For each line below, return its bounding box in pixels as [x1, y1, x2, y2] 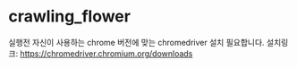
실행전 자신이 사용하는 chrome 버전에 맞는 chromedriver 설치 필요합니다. [8, 37, 265, 47]
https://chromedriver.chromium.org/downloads [20, 47, 193, 59]
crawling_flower [8, 6, 132, 27]
